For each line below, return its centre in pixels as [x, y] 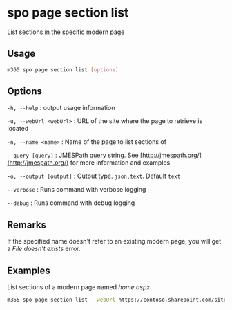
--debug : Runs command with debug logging [71, 203]
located [18, 129]
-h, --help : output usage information [61, 108]
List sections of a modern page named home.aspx [79, 287]
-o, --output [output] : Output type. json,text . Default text [94, 176]
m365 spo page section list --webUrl [61, 300]
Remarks [27, 225]
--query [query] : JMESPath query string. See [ [75, 155]
